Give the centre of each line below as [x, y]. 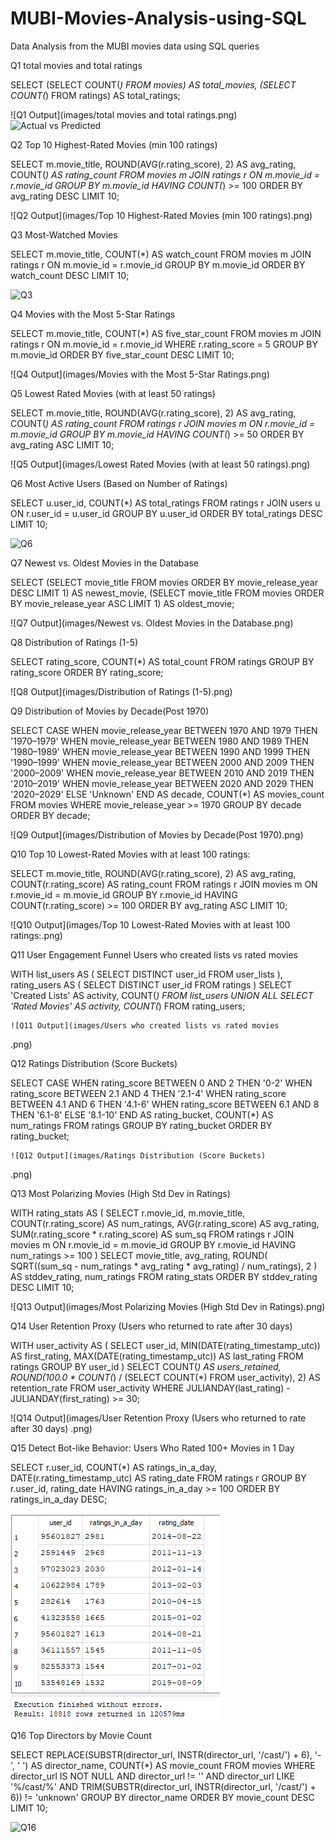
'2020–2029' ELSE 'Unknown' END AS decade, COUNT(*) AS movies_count [167, 794]
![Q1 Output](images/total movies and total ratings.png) [124, 114]
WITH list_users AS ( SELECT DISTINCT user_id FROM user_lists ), [146, 974]
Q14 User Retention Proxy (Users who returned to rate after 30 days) [151, 1326]
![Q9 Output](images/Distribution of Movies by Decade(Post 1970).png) [157, 834]
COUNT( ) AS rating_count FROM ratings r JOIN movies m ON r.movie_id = [163, 423]
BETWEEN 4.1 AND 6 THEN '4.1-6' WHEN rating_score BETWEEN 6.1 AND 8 [165, 1104]
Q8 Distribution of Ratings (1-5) [74, 642]
